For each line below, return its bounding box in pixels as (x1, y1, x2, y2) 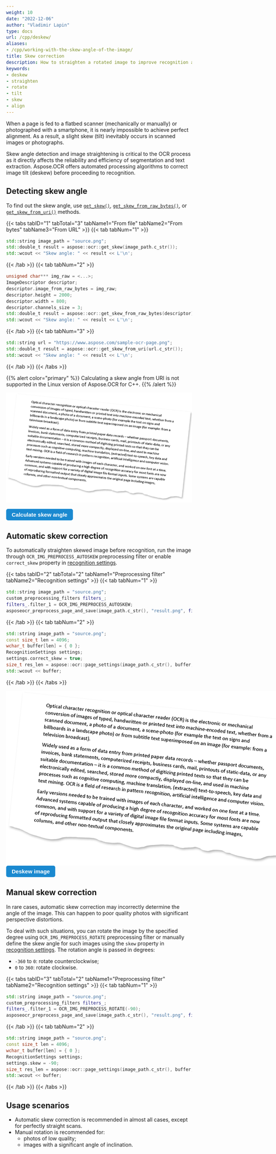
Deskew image (11, 867, 50, 875)
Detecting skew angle (6, 186, 87, 196)
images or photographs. (6, 139, 65, 146)
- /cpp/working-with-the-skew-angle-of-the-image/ (6, 47, 133, 53)
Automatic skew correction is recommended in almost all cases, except (14, 1116, 188, 1123)
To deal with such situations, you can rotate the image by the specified (6, 927, 178, 934)
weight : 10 (6, 9, 33, 15)
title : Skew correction (6, 53, 65, 59)
